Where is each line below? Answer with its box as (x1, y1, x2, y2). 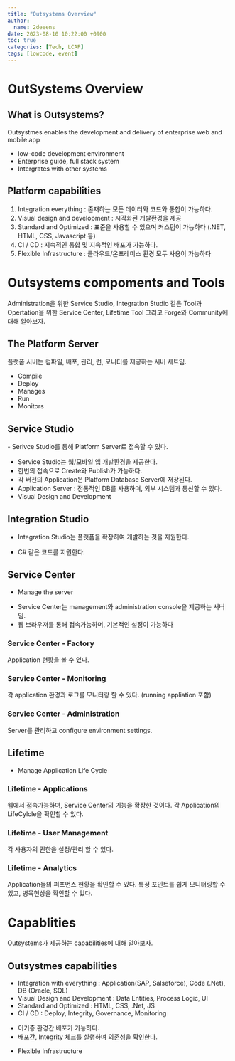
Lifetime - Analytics (7, 863, 77, 873)
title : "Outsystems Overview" (7, 10, 97, 18)
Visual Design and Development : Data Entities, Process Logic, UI (17, 994, 208, 1003)
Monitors (17, 402, 44, 411)
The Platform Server (7, 338, 99, 350)
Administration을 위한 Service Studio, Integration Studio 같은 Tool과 (7, 299, 202, 307)
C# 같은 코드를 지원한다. (17, 548, 85, 556)
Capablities (7, 914, 77, 931)
